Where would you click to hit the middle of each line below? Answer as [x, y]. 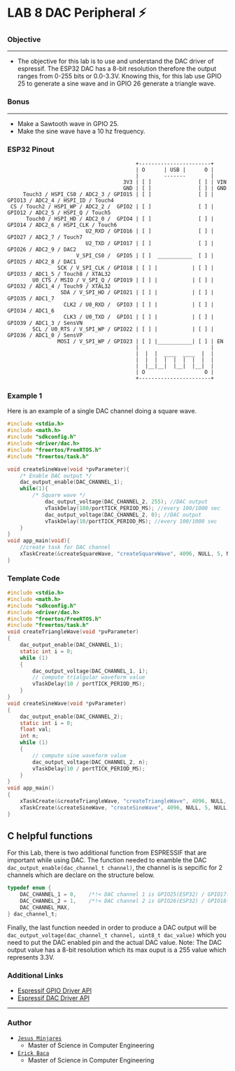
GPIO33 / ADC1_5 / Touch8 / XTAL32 [59, 274]
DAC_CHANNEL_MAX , [45, 908]
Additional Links [35, 975]
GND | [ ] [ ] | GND [175, 188]
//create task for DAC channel [65, 547]
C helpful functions [50, 836]
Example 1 [25, 396]
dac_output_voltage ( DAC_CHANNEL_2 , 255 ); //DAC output [126, 502]
